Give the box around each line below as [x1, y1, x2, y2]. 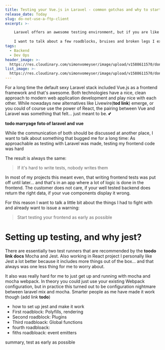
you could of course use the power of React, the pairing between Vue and [5, 105, 155, 111]
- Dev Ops [9, 53, 29, 58]
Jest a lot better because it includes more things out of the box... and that [5, 258, 154, 264]
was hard [5, 146, 24, 152]
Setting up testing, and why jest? [5, 232, 142, 243]
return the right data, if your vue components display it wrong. [5, 190, 131, 196]
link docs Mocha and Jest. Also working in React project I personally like [5, 253, 152, 259]
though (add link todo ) [5, 294, 51, 300]
